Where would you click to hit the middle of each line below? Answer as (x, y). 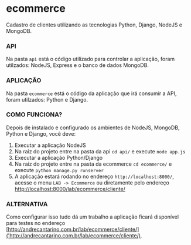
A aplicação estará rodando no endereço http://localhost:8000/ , (94, 176)
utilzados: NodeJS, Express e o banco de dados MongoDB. (78, 65)
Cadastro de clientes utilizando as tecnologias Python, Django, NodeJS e (94, 25)
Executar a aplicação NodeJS (50, 145)
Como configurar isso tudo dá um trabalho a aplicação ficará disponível (93, 217)
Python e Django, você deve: (41, 133)
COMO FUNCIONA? (34, 115)
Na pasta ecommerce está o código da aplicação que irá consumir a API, (91, 93)
